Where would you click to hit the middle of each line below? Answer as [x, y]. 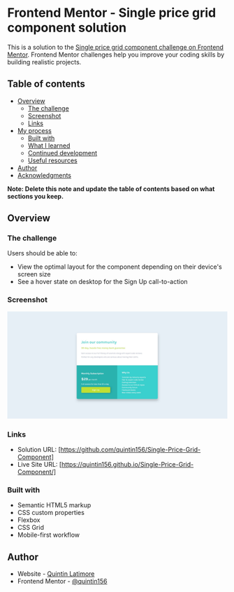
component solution [67, 28]
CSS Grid [30, 528]
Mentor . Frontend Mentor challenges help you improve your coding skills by [116, 55]
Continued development [63, 153]
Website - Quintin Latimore [56, 574]
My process [35, 130]
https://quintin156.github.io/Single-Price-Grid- [128, 465]
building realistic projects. [44, 62]
